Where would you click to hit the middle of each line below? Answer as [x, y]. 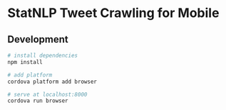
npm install [25, 62]
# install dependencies [43, 55]
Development [38, 39]
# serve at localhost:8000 [47, 94]
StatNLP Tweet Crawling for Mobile [113, 13]
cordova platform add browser [52, 82]
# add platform [30, 75]
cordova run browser [38, 101]
